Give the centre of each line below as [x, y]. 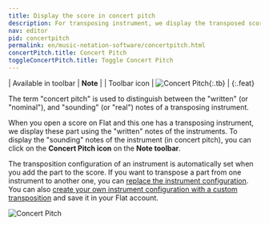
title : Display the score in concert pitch [82, 16]
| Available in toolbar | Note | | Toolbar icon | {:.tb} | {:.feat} [131, 83]
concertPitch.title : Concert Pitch [68, 53]
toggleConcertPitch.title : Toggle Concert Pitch [91, 61]
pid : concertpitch [39, 38]
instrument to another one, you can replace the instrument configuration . [128, 180]
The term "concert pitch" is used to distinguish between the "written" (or [128, 98]
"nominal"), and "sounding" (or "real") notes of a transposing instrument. [129, 107]
